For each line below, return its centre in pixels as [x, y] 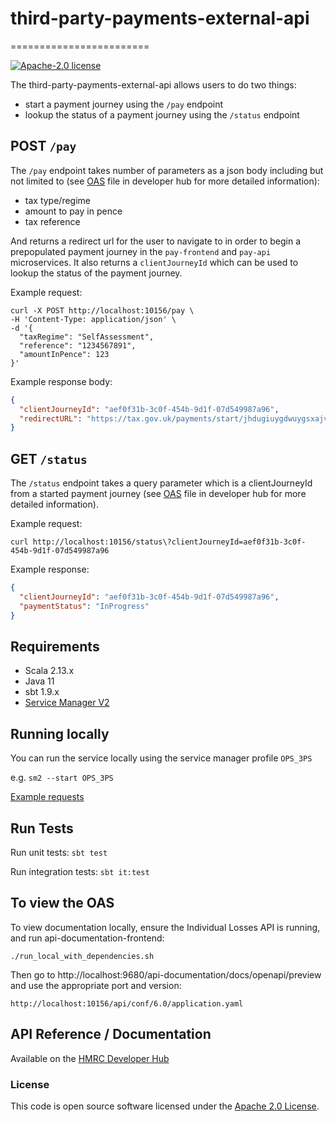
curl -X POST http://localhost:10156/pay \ [102, 310]
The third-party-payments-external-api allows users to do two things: [153, 84]
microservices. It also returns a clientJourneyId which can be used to [154, 262]
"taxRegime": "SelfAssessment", [87, 337]
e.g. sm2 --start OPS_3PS [62, 778]
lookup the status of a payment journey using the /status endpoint [162, 114]
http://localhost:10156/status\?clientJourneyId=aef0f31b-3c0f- [169, 542]
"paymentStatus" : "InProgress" [84, 606]
